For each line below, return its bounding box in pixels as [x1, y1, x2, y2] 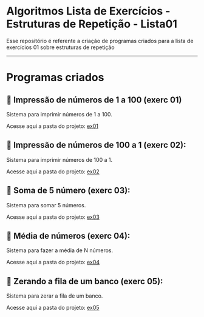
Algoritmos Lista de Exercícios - [6, 4, 171, 18]
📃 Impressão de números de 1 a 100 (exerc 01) [6, 95, 182, 105]
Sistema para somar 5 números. [6, 201, 86, 209]
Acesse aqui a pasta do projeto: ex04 [6, 259, 100, 266]
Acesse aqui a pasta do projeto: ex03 [6, 213, 100, 221]
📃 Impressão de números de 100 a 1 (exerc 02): [6, 140, 186, 150]
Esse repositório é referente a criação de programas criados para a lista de [6, 37, 194, 44]
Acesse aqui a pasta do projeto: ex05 [6, 304, 100, 312]
